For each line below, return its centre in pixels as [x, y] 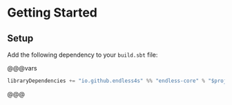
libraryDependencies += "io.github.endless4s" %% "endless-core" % [106, 81]
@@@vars [22, 68]
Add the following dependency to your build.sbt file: [83, 55]
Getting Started [52, 13]
